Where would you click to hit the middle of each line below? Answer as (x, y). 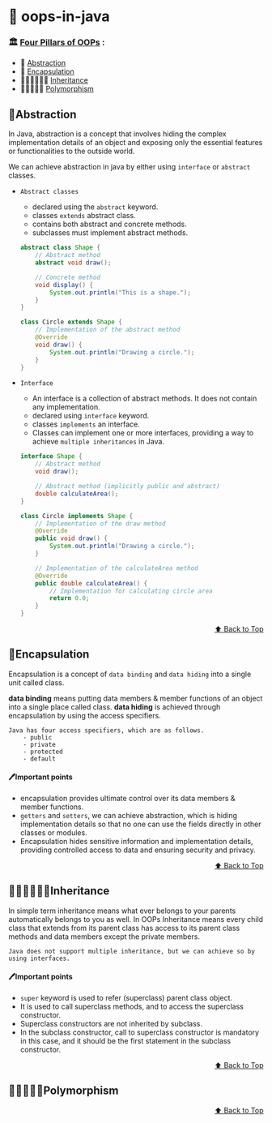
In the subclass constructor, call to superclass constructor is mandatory (140, 1032)
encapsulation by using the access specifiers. (85, 715)
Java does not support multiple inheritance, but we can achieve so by (132, 951)
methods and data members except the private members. (104, 937)
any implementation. (66, 407)
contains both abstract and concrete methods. (110, 224)
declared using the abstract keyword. (95, 207)
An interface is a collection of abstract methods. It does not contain (144, 399)
